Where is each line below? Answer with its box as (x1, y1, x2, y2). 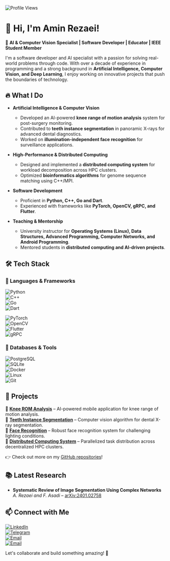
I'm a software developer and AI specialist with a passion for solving (5, 55, 148, 61)
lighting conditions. (5, 433, 46, 439)
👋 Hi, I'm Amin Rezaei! (5, 23, 100, 34)
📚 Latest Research (5, 471, 66, 479)
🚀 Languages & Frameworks (5, 278, 76, 285)
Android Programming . (20, 238, 70, 245)
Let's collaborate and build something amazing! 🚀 (5, 550, 109, 556)
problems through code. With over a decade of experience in (18, 60, 146, 66)
